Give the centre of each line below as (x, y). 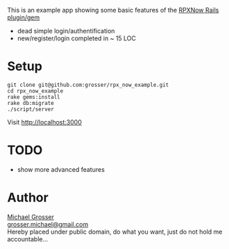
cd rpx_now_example (35, 91)
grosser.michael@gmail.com (48, 224)
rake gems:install (34, 97)
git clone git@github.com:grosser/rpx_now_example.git (88, 85)
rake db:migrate (31, 103)
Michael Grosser (31, 217)
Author (28, 198)
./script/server (31, 109)
